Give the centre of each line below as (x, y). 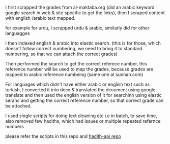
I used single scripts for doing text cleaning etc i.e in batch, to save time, (81, 116)
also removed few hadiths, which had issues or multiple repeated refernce (83, 121)
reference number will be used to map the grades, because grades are (79, 69)
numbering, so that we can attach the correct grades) (62, 54)
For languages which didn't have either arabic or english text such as (78, 84)
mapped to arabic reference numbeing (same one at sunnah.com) (74, 75)
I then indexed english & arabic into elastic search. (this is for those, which (83, 43)
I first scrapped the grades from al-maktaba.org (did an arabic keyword (80, 7)
